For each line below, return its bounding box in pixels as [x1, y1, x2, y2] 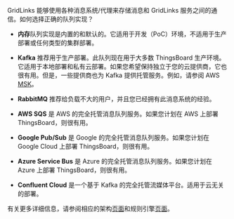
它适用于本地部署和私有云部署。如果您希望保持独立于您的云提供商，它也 [17, 62, 227, 70]
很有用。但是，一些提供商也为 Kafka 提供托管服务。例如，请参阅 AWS [17, 71, 220, 79]
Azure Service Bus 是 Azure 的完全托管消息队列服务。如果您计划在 [17, 157, 213, 165]
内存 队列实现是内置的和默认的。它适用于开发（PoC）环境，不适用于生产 [17, 30, 227, 38]
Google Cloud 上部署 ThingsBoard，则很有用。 [17, 142, 153, 150]
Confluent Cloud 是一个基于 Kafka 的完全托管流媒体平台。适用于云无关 [17, 181, 225, 189]
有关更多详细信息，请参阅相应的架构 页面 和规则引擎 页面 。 [7, 204, 174, 213]
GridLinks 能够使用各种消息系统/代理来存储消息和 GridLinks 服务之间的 [7, 6, 212, 14]
